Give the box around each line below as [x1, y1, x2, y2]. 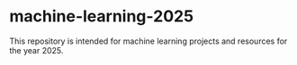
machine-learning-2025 [9, 6, 194, 27]
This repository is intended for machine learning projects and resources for [9, 36, 288, 46]
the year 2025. [9, 45, 64, 55]
